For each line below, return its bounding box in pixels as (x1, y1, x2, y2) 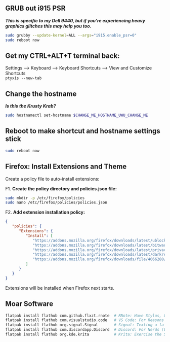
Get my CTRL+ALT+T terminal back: (5, 51, 120, 60)
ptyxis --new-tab (5, 76, 42, 81)
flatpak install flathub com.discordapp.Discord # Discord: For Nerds (5, 327, 159, 332)
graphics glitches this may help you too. (5, 23, 92, 29)
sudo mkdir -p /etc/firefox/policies (5, 195, 85, 200)
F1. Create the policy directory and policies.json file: (5, 185, 117, 192)
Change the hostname (5, 89, 77, 98)
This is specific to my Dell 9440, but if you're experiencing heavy (5, 17, 146, 23)
